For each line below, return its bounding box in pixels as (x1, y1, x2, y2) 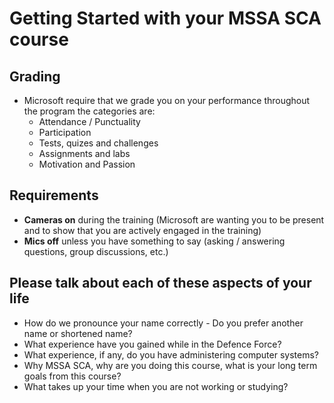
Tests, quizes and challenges (38, 137, 159, 149)
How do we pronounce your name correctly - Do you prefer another (23, 317, 304, 329)
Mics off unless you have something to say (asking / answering (23, 235, 286, 247)
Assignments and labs (38, 148, 131, 159)
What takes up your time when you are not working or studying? (23, 380, 289, 392)
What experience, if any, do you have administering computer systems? (23, 348, 319, 361)
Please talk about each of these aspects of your (9, 275, 312, 292)
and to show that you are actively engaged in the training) (23, 224, 262, 236)
